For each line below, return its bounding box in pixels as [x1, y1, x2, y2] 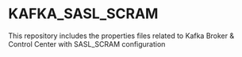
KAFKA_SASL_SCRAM [8, 5, 159, 23]
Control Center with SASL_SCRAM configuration [8, 39, 166, 48]
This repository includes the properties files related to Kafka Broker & [8, 31, 235, 40]
